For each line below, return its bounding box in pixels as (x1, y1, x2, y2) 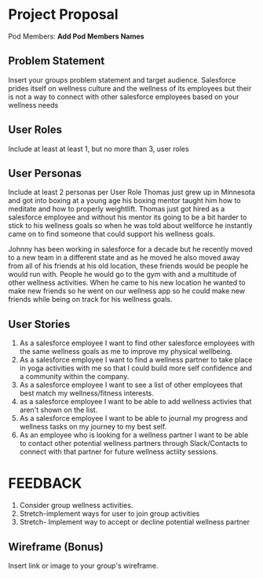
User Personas (8, 167, 82, 180)
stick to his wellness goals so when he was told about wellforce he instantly (8, 221, 253, 230)
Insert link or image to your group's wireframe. (8, 561, 159, 570)
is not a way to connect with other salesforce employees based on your (8, 92, 239, 101)
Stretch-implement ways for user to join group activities (19, 509, 200, 518)
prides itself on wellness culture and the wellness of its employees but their (8, 83, 252, 93)
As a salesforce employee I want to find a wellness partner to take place (19, 355, 253, 365)
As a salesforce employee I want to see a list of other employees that (19, 380, 243, 390)
